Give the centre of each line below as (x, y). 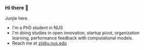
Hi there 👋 (17, 8)
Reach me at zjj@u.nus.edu (39, 43)
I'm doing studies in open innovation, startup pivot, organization (76, 33)
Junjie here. (17, 18)
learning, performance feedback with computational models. (72, 38)
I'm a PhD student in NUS (37, 28)
